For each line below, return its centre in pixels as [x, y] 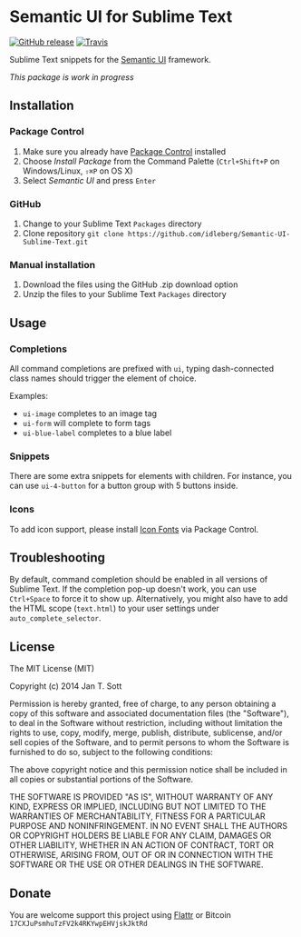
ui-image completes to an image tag [89, 413]
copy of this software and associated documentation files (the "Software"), [150, 713]
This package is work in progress [72, 77]
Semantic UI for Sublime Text [121, 17]
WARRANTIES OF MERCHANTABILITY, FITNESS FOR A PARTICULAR [137, 816]
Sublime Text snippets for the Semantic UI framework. [110, 59]
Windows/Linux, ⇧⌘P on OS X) [78, 171]
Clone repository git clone [73, 233]
